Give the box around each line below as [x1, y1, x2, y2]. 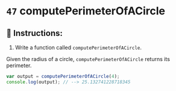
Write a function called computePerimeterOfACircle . [14, 44, 142, 51]
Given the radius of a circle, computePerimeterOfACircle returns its [6, 56, 171, 62]
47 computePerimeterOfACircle [6, 4, 166, 18]
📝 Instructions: [6, 28, 63, 38]
